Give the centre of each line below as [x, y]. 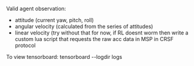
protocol [25, 45]
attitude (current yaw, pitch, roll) [54, 20]
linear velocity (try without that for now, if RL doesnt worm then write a [101, 33]
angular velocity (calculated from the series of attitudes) [84, 26]
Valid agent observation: [36, 9]
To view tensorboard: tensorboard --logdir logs [64, 57]
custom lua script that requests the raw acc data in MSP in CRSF [94, 39]
